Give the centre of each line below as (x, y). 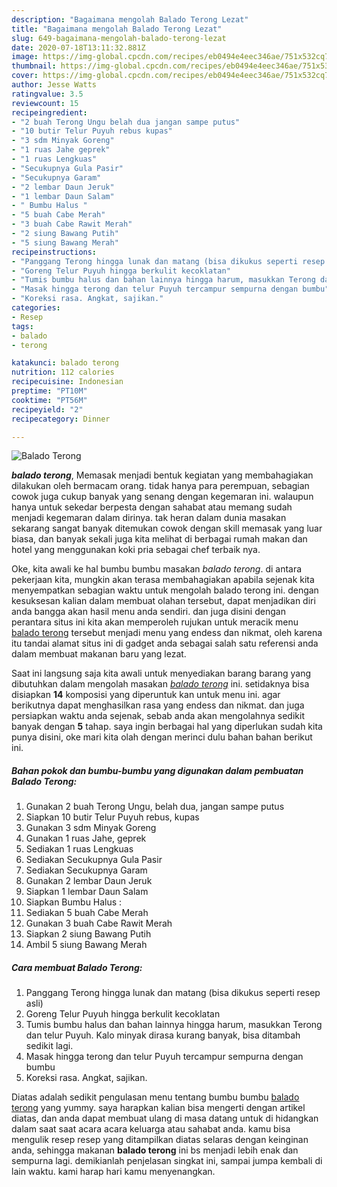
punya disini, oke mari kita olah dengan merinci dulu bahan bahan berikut (162, 737)
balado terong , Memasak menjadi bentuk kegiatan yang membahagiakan (162, 475)
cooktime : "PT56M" (49, 400)
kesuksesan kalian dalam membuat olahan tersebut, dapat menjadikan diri (163, 601)
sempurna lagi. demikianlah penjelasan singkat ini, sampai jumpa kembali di (167, 1161)
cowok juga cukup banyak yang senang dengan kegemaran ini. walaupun (162, 497)
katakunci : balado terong (65, 363)
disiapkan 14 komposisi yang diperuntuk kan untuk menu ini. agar (146, 695)
